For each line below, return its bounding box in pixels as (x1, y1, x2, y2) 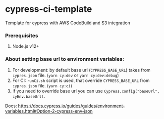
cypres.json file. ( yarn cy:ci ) (12, 82, 73, 88)
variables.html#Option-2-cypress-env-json (5, 108, 93, 114)
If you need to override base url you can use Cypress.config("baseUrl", (12, 88, 160, 94)
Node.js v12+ (12, 43, 40, 49)
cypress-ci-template (5, 3, 92, 15)
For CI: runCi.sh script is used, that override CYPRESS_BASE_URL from (12, 78, 150, 83)
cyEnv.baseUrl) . (12, 93, 46, 99)
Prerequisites (5, 32, 38, 39)
